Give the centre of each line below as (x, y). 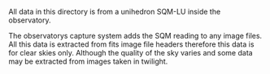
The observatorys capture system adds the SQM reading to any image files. (135, 36)
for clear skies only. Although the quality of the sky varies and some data (131, 53)
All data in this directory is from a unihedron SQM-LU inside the (115, 12)
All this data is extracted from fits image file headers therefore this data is (131, 44)
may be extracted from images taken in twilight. (88, 61)
